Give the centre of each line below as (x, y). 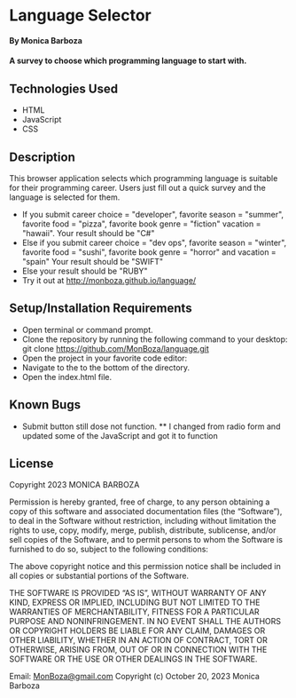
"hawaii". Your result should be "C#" (88, 233)
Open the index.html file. (67, 377)
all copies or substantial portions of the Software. (99, 576)
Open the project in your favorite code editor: (105, 358)
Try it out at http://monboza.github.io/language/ (109, 280)
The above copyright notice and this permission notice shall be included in (145, 567)
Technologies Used (63, 88)
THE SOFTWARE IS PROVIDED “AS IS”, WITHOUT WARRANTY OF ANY (138, 593)
